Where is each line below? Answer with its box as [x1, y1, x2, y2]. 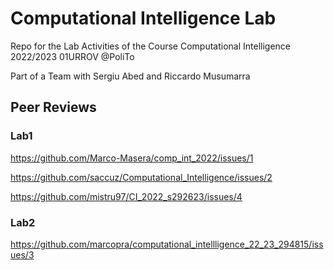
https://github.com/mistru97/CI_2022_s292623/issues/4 [10, 190, 243, 202]
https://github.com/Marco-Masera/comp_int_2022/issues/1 [10, 152, 254, 164]
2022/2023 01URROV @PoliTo [10, 50, 135, 62]
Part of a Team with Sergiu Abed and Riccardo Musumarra [10, 70, 251, 82]
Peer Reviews [10, 99, 97, 116]
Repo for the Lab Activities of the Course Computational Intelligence [10, 40, 292, 52]
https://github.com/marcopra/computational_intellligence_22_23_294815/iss [10, 238, 324, 250]
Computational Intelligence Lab [10, 7, 277, 30]
